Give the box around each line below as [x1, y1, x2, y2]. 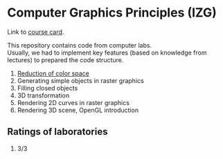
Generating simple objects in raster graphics [17, 76, 144, 84]
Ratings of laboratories [7, 126, 108, 138]
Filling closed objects [17, 84, 78, 92]
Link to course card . [7, 28, 64, 36]
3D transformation [17, 91, 70, 100]
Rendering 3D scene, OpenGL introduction [17, 106, 139, 114]
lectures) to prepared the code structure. [7, 55, 124, 64]
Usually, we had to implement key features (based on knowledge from [7, 48, 207, 57]
